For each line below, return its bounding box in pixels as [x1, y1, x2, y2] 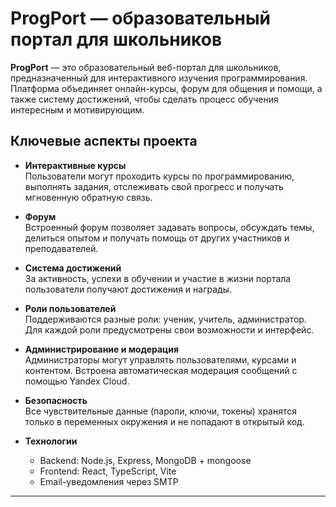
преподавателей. [24, 242, 99, 254]
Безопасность [24, 394, 88, 406]
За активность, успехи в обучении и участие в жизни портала [24, 272, 292, 284]
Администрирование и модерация [24, 343, 180, 355]
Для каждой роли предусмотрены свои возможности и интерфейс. [24, 323, 315, 336]
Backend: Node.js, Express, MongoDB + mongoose [39, 454, 252, 466]
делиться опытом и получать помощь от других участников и [24, 232, 290, 244]
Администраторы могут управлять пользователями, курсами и [24, 353, 297, 366]
